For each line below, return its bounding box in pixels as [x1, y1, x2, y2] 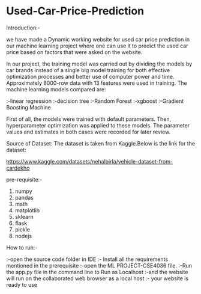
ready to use [6, 281, 38, 288]
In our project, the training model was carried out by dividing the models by [6, 60, 193, 67]
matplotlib [14, 206, 40, 214]
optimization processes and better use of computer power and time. [6, 73, 175, 80]
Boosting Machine [6, 103, 51, 111]
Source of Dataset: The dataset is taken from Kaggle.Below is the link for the [6, 139, 196, 147]
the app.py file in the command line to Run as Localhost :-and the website [6, 268, 188, 275]
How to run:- [6, 243, 38, 251]
